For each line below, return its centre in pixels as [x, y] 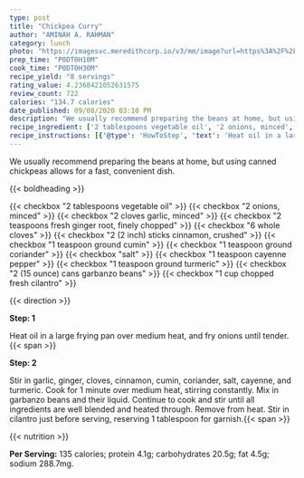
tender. [276, 335]
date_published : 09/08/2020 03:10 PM [81, 110]
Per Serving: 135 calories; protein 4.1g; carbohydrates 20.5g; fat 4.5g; [139, 454]
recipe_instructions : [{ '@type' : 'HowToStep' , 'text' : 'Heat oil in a [145, 136]
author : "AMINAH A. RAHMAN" [62, 34]
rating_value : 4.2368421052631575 [75, 85]
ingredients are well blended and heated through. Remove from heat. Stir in [149, 409]
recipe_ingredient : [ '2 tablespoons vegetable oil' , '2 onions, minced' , [152, 128]
